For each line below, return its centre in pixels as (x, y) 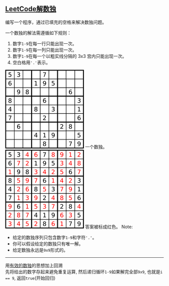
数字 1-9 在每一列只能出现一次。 (45, 50)
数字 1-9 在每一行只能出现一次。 (45, 43)
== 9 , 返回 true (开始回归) (30, 278)
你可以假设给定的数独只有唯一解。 (48, 244)
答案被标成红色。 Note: (109, 227)
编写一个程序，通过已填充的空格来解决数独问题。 (56, 22)
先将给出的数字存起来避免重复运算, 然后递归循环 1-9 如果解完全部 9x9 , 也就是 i (84, 271)
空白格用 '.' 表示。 (31, 62)
